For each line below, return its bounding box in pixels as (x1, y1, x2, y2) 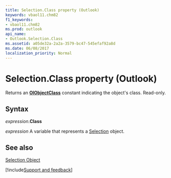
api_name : (5, 31, 27, 37)
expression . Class (5, 118, 42, 124)
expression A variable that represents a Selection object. (5, 128, 124, 134)
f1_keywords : (5, 17, 33, 22)
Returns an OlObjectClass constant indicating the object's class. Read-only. (5, 90, 166, 96)
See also (5, 143, 33, 152)
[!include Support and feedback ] (5, 167, 73, 173)
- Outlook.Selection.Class (5, 37, 63, 42)
